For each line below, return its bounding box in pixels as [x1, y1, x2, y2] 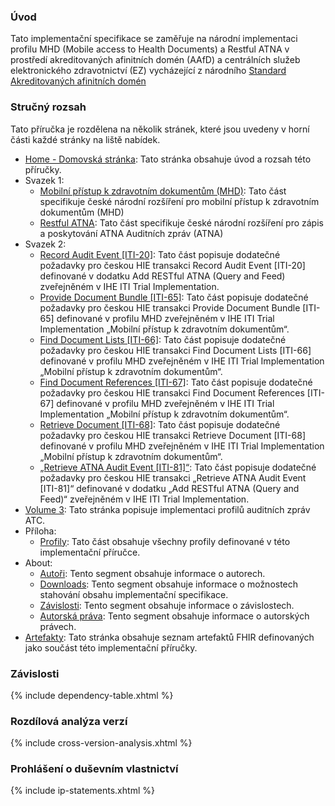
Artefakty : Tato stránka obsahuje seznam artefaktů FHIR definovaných [24, 631, 315, 643]
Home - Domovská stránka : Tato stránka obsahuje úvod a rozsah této [24, 153, 312, 165]
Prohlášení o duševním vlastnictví [10, 762, 179, 776]
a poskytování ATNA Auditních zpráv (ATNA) [39, 227, 224, 239]
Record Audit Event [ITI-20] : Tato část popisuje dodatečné [39, 248, 281, 260]
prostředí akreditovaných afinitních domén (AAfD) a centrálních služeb [10, 54, 301, 66]
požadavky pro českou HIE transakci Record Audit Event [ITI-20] [39, 259, 306, 271]
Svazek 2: [24, 238, 67, 250]
